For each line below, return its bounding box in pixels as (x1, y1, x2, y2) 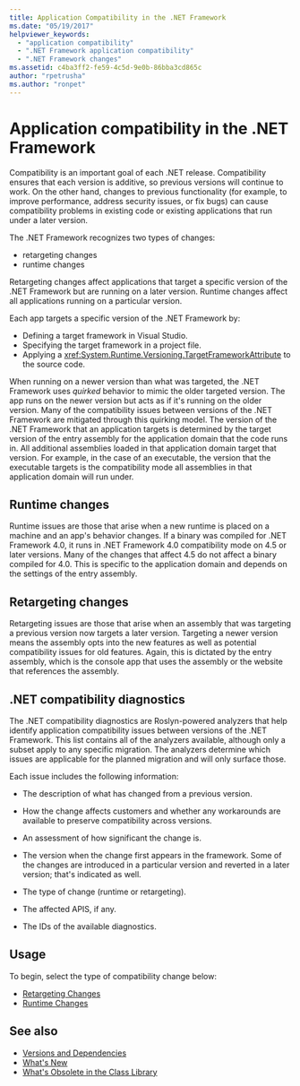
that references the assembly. (9, 666, 119, 677)
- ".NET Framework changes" (17, 55, 123, 64)
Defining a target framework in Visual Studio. (21, 330, 188, 340)
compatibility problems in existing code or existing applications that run (9, 205, 273, 216)
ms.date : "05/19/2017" (9, 22, 94, 30)
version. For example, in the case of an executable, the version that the (9, 452, 271, 462)
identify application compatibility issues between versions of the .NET (9, 725, 267, 736)
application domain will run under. (9, 471, 134, 482)
